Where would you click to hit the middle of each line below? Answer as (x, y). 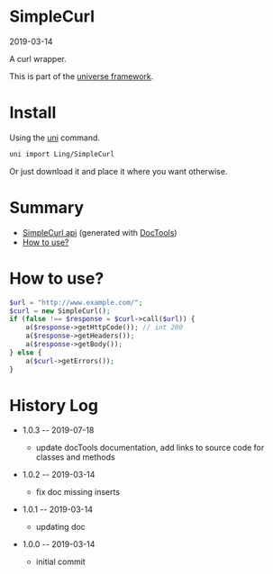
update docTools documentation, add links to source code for (150, 448)
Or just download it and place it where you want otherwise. (118, 171)
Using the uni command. (55, 138)
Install (33, 113)
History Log (54, 405)
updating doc (60, 527)
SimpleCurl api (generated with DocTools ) (100, 232)
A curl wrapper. (38, 58)
